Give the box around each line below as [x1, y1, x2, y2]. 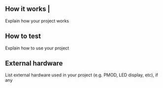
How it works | [5, 5, 50, 13]
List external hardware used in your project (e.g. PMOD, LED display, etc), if [5, 72, 159, 78]
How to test [5, 32, 41, 41]
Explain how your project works [5, 18, 69, 23]
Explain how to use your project [5, 45, 69, 51]
